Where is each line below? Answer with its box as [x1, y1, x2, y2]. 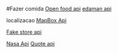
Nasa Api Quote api [6, 40, 55, 47]
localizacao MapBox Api [6, 17, 67, 23]
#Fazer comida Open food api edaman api [6, 5, 112, 12]
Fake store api [6, 28, 42, 36]
